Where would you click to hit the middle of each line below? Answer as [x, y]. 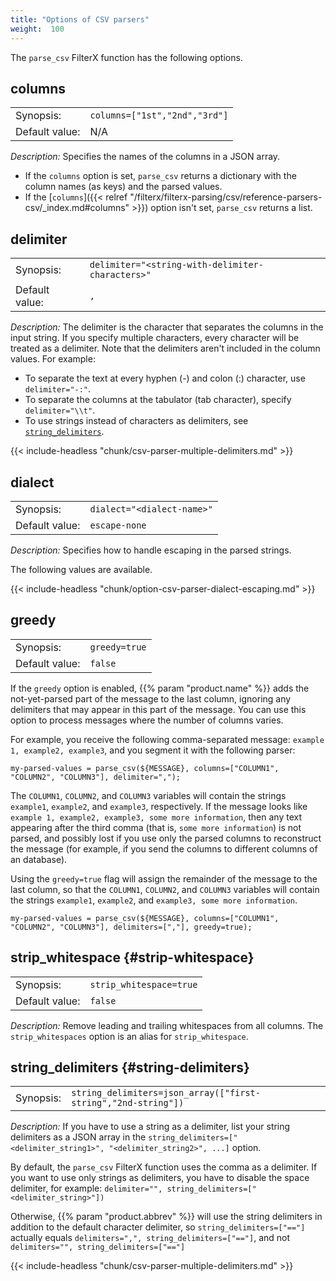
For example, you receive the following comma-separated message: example [167, 739]
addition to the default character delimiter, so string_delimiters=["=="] [158, 1227]
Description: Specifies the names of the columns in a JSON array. [145, 157]
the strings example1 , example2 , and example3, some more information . [154, 900]
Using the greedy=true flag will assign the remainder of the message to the [164, 878]
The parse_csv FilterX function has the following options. [126, 57]
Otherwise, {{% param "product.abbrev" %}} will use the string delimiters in [166, 1217]
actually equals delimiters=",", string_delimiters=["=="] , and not [150, 1238]
